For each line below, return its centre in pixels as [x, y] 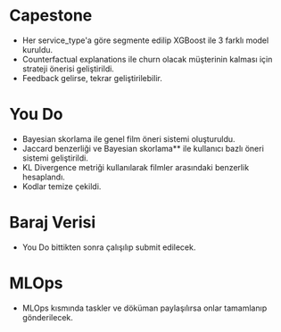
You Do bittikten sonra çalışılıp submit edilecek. [109, 247]
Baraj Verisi [53, 223]
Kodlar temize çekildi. [62, 186]
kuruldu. [37, 49]
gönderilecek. [48, 317]
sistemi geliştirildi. [55, 158]
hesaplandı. [43, 177]
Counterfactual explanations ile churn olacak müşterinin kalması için [147, 59]
